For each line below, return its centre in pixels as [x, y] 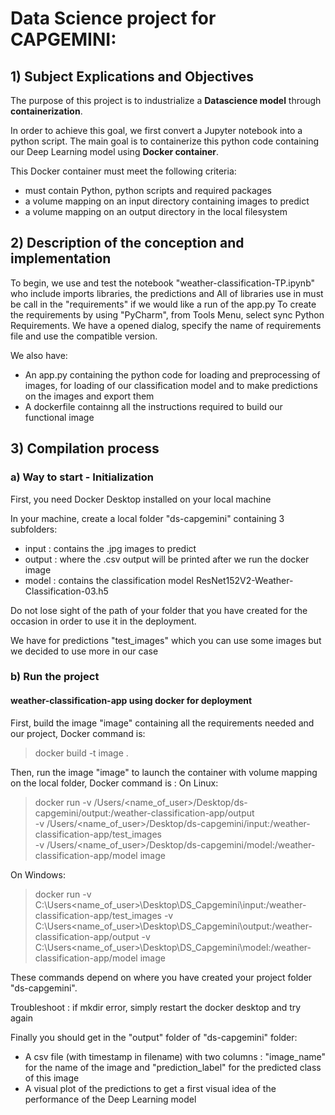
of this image [52, 1078]
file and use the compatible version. [84, 336]
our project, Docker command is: [78, 733]
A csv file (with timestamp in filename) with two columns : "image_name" [175, 1056]
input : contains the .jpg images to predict [110, 548]
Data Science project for [113, 18]
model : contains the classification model [109, 580]
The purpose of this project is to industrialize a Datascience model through [166, 100]
